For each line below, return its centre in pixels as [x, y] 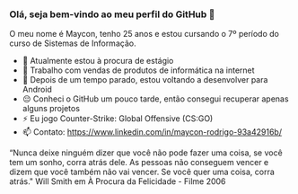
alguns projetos [51, 109]
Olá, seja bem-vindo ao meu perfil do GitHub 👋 [112, 14]
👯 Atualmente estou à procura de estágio [98, 61]
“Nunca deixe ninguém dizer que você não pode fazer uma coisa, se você [146, 153]
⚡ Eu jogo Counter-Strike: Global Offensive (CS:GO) [118, 119]
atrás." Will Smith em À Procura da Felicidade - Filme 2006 [118, 181]
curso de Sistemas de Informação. [73, 43]
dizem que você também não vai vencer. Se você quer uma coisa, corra [142, 172]
